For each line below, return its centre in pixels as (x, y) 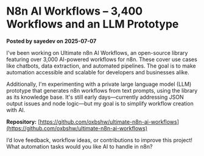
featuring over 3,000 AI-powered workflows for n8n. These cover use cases (102, 59)
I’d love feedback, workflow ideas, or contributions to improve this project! (100, 140)
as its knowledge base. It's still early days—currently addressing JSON (95, 97)
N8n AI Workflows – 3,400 (75, 11)
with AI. (16, 110)
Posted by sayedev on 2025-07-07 (51, 41)
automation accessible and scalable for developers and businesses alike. (98, 72)
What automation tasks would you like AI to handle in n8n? (79, 146)
